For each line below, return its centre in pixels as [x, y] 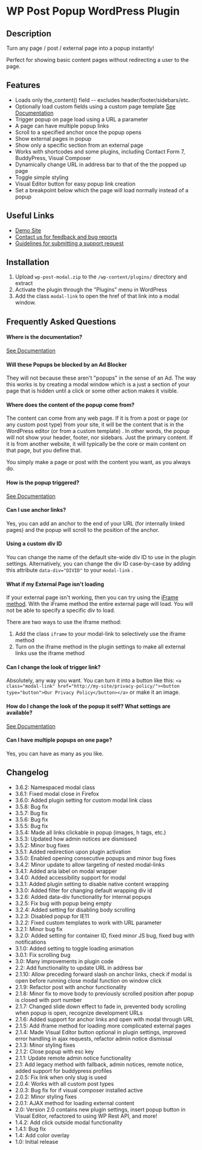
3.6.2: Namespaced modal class [55, 787]
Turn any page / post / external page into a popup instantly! [80, 48]
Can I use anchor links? [36, 510]
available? [19, 713]
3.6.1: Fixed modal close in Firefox [57, 793]
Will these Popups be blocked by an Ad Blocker [67, 365]
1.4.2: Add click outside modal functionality [69, 1122]
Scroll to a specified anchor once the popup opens [78, 132]
